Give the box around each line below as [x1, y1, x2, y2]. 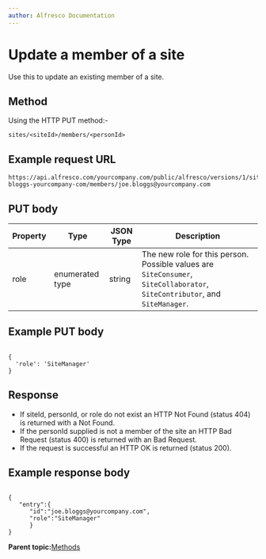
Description [175, 230, 221, 241]
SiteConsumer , [141, 268, 193, 279]
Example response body [8, 466, 131, 480]
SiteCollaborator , [141, 279, 209, 289]
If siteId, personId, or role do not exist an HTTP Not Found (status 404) [19, 409, 251, 419]
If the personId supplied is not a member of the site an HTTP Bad [19, 426, 232, 435]
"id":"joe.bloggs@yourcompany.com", [28, 508, 150, 515]
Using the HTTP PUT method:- [8, 116, 108, 125]
